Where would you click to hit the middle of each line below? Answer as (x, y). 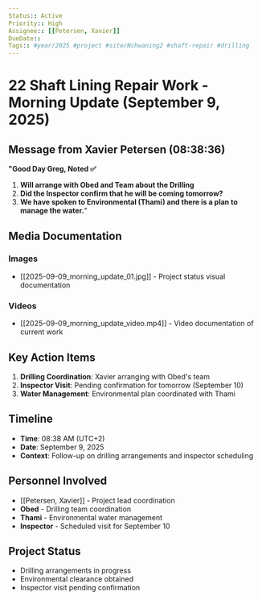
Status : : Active (35, 16)
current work (41, 332)
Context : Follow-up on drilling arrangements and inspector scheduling (137, 455)
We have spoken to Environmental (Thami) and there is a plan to (129, 202)
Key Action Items (52, 357)
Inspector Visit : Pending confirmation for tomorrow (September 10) (131, 385)
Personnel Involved (58, 481)
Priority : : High (35, 23)
